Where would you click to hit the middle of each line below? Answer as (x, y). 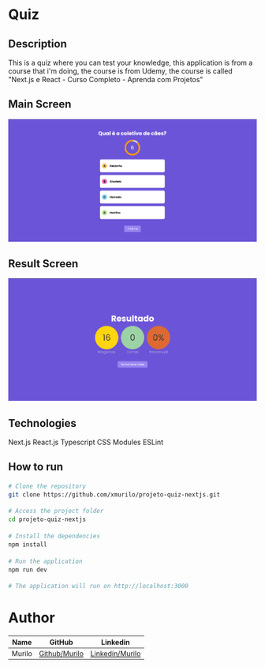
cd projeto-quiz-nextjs (47, 519)
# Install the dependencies (54, 536)
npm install (28, 544)
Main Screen (40, 104)
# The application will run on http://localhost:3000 (99, 587)
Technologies (43, 423)
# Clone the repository (47, 486)
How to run (36, 467)
